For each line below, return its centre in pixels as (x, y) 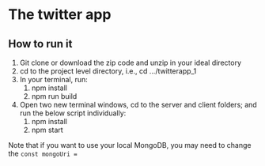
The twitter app (60, 15)
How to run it (40, 44)
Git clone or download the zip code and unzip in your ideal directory (131, 62)
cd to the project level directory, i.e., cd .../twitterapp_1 (108, 71)
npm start (47, 130)
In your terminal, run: (54, 79)
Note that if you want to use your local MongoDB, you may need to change (130, 145)
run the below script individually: (73, 113)
